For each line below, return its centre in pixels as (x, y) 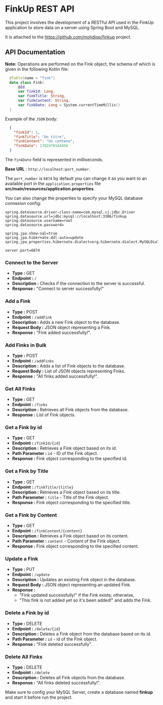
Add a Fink (18, 301)
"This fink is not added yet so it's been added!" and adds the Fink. (85, 600)
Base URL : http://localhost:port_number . (48, 169)
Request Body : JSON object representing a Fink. (61, 327)
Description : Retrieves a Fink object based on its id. (65, 448)
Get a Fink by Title (27, 471)
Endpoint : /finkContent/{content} (47, 531)
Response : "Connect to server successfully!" (58, 289)
